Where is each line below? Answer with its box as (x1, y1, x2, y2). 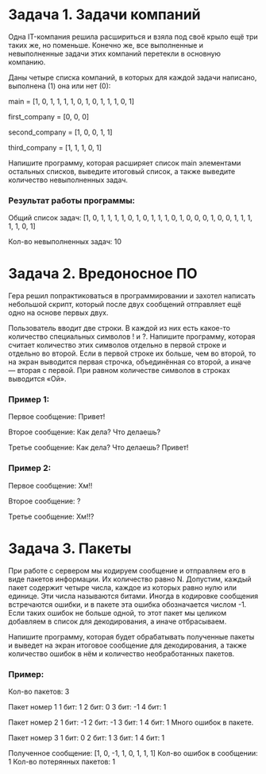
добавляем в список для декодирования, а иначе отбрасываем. (8, 616, 227, 626)
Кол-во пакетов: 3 (8, 686, 70, 696)
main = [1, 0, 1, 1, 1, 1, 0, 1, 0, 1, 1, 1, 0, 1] (8, 96, 135, 106)
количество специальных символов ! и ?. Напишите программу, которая (8, 332, 256, 341)
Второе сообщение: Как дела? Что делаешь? (8, 427, 161, 437)
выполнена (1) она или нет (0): (8, 81, 111, 91)
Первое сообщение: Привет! (8, 412, 106, 422)
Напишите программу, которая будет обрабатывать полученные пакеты (8, 632, 255, 641)
